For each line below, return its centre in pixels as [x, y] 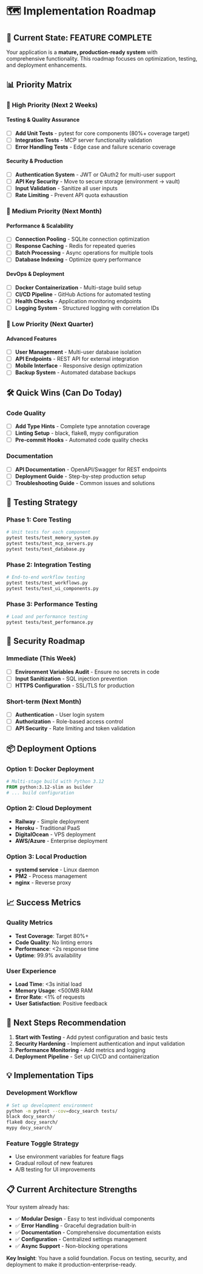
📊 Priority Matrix [39, 85]
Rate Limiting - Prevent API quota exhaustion [72, 195]
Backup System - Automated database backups [75, 372]
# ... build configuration [40, 793]
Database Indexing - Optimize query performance [78, 260]
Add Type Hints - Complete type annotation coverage [82, 426]
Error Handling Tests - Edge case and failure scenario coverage [95, 147]
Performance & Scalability [40, 226]
